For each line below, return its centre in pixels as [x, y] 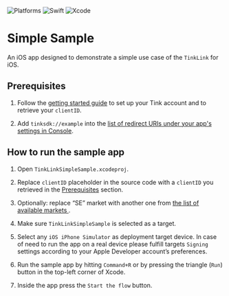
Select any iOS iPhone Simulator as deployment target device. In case [117, 236]
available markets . [44, 210]
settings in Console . [45, 130]
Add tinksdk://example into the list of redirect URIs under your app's [114, 123]
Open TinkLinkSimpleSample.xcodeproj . [73, 169]
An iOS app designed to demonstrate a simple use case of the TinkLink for [113, 57]
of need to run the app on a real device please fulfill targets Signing [112, 244]
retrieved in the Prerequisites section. [70, 190]
